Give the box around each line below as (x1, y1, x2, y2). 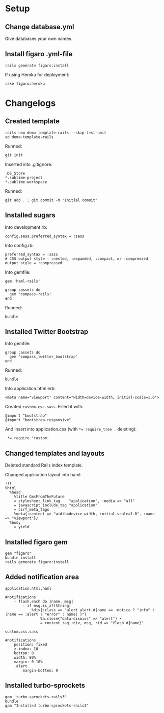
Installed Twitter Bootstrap (5, 327, 88, 336)
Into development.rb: (5, 224, 48, 230)
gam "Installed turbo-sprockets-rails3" (5, 703, 89, 708)
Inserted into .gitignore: (5, 161, 53, 167)
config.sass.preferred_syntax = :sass (5, 234, 84, 239)
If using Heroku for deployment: (5, 71, 70, 77)
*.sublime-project (5, 175, 43, 180)
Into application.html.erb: (5, 386, 56, 392)
